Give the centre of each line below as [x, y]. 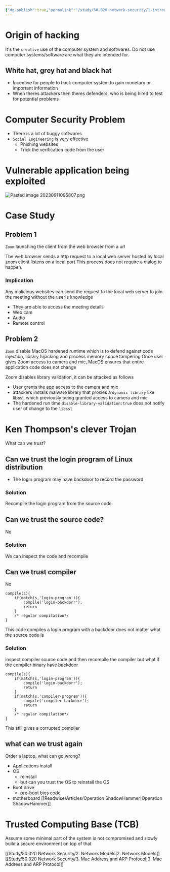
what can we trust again [44, 744]
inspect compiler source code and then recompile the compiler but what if [82, 659]
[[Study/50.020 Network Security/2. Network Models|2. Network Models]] [83, 854]
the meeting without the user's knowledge [49, 297]
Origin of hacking [42, 35]
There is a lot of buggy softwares [47, 134]
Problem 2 [22, 339]
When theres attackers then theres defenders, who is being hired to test [88, 94]
